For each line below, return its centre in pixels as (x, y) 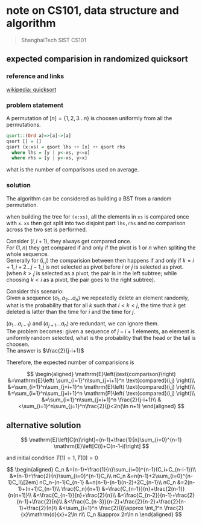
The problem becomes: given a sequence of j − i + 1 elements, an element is (100, 331)
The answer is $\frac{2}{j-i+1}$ (45, 351)
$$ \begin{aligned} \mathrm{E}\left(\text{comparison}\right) (101, 374)
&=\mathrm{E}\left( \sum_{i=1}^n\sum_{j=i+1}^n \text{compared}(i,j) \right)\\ (101, 380)
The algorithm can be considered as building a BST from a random (89, 198)
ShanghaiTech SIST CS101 (53, 40)
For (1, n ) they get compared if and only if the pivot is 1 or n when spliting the (101, 248)
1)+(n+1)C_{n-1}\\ (39, 489)
